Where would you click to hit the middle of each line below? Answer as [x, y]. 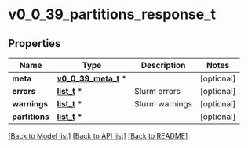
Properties [35, 43]
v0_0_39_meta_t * [92, 78]
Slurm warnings [163, 104]
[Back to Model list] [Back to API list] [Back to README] [98, 136]
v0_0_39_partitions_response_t [112, 14]
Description [163, 65]
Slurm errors [157, 91]
